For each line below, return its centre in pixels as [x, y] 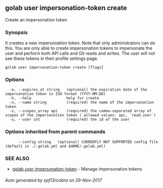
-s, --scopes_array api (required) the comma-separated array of [81, 111]
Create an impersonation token [36, 19]
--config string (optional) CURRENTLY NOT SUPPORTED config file [88, 142]
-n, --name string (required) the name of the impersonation [81, 103]
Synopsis [16, 32]
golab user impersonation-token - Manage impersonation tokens [77, 169]
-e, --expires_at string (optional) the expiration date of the [78, 90]
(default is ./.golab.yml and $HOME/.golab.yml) [55, 146]
